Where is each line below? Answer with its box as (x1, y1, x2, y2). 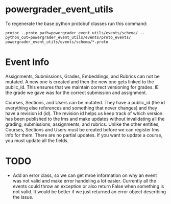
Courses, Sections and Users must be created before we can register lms (5, 126, 160, 132)
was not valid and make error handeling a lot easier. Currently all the (12, 177, 157, 184)
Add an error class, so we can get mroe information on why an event (12, 172, 157, 178)
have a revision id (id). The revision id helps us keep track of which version (5, 110, 163, 116)
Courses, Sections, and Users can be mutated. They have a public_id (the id (5, 99, 165, 105)
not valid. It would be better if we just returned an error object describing (12, 188, 166, 195)
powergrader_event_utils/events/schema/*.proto (5, 39, 109, 44)
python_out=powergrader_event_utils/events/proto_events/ (5, 35, 131, 40)
